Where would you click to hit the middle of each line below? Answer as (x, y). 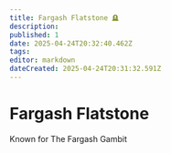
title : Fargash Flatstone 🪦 (64, 18)
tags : (20, 52)
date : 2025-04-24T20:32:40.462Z (71, 43)
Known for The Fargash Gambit (69, 138)
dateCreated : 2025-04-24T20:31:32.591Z (85, 69)
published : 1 (34, 35)
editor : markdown (43, 60)
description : (34, 26)
